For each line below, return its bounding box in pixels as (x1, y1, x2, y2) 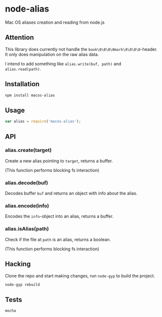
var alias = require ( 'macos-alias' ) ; (5, 119, 81, 124)
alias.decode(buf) (5, 179, 48, 186)
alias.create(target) (5, 147, 52, 153)
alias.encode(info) (5, 202, 49, 209)
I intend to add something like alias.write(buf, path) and (5, 60, 122, 66)
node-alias (5, 3, 49, 15)
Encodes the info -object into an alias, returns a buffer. (5, 213, 114, 219)
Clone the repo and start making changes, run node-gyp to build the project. (5, 272, 155, 279)
